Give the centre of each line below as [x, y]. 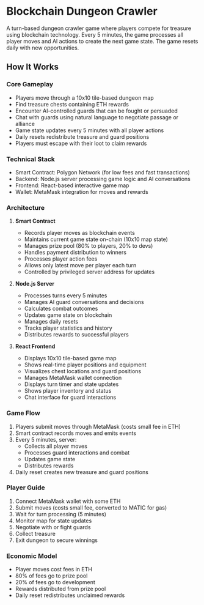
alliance [25, 124]
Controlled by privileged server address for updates [89, 272]
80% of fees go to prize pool [51, 576]
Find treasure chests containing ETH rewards [72, 104]
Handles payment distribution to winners [75, 253]
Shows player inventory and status [68, 391]
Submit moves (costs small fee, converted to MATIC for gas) [91, 507]
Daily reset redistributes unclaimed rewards [70, 595]
